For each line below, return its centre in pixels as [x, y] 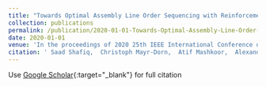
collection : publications [51, 23]
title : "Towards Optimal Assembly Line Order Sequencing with [113, 15]
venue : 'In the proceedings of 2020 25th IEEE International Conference [131, 45]
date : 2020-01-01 [37, 38]
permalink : [26, 30]
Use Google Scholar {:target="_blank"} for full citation [95, 75]
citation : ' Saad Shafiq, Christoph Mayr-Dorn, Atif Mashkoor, [118, 52]
